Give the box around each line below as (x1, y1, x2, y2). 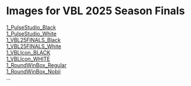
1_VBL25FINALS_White (6, 43, 62, 50)
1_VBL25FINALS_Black (6, 36, 61, 43)
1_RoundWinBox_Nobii (6, 68, 61, 75)
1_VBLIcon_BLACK (6, 49, 50, 56)
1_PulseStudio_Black (6, 24, 56, 31)
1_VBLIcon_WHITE (6, 55, 50, 62)
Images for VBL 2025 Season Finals (6, 4, 185, 18)
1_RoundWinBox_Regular (6, 61, 67, 69)
